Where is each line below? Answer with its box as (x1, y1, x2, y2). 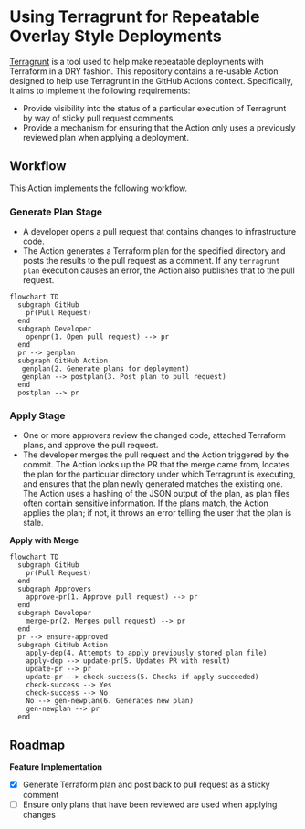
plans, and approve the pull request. (22, 440, 159, 451)
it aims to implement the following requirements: (9, 85, 191, 96)
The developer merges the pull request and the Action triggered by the (22, 449, 289, 460)
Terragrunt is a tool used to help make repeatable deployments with (9, 56, 265, 67)
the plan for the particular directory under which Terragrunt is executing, (22, 468, 296, 480)
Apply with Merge (9, 535, 79, 546)
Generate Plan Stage (9, 205, 103, 218)
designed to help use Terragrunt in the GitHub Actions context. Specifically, (9, 75, 294, 86)
